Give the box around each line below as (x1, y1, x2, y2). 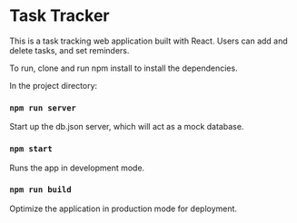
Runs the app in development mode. (9, 162, 145, 173)
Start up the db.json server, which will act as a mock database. (9, 121, 244, 132)
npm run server (9, 102, 77, 113)
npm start (9, 144, 53, 154)
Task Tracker (9, 5, 110, 26)
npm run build (9, 185, 72, 195)
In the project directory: (9, 80, 98, 91)
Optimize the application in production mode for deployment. (9, 203, 238, 214)
